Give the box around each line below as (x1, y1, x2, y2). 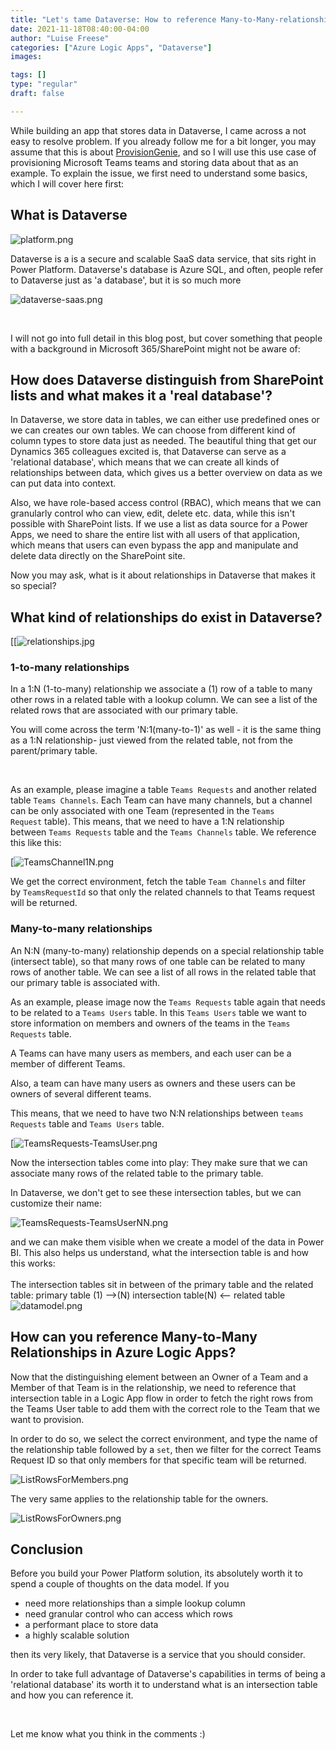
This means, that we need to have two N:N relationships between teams (10, 1107, 304, 1119)
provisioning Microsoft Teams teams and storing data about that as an (10, 156, 299, 168)
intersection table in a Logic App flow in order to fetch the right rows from (10, 1392, 314, 1404)
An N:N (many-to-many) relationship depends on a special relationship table (10, 944, 325, 956)
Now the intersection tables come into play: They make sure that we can (10, 1156, 308, 1168)
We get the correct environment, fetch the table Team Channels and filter (10, 876, 307, 888)
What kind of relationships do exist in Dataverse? (10, 609, 323, 626)
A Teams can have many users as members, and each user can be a (10, 1047, 292, 1059)
